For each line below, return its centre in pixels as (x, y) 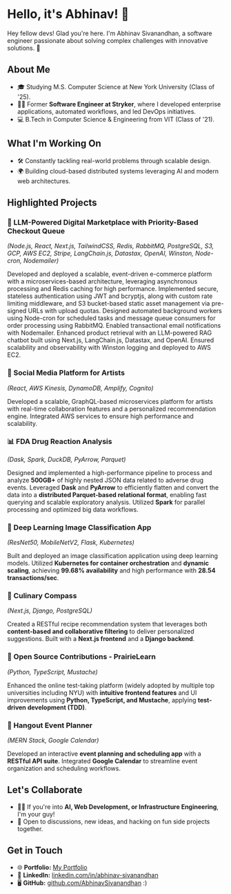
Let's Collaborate (45, 790)
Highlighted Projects (52, 202)
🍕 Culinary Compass (42, 596)
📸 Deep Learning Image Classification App (79, 527)
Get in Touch (35, 851)
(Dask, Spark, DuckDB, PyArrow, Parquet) (67, 459)
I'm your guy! (36, 814)
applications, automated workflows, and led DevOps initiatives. (107, 111)
